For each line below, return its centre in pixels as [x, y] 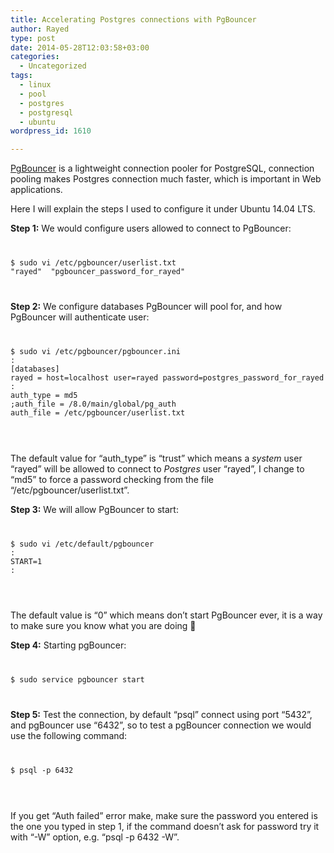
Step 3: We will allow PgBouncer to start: [94, 509]
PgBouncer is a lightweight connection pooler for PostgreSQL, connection [162, 168]
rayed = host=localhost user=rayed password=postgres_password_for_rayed [167, 377]
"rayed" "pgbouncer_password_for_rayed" [98, 272]
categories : [35, 57]
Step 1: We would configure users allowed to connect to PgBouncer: [151, 228]
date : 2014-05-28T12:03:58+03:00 [80, 47]
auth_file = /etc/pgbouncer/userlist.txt [98, 412]
